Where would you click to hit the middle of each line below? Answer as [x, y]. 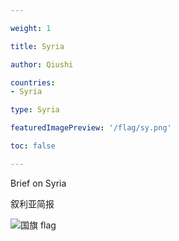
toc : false [33, 146]
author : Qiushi [42, 64]
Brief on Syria [38, 183]
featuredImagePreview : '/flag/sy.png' [91, 128]
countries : [33, 82]
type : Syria [35, 110]
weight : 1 [31, 28]
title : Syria [37, 46]
